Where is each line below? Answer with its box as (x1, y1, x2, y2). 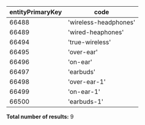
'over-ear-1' (67, 77, 106, 86)
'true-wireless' (67, 38, 111, 46)
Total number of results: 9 (6, 113, 74, 120)
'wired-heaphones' (67, 28, 124, 36)
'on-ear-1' (67, 88, 100, 96)
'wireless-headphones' (67, 18, 136, 26)
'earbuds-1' (67, 98, 104, 105)
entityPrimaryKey (9, 8, 62, 16)
